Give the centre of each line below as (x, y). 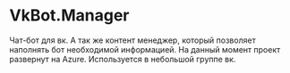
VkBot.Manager (69, 16)
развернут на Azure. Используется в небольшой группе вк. (123, 59)
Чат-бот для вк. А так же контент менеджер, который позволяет (133, 40)
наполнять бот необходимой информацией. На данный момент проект (145, 49)
